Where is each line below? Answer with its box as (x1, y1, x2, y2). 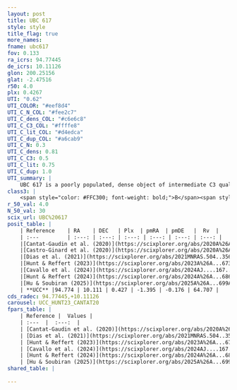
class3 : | (7, 188, 37, 195)
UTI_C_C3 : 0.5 (7, 155, 49, 162)
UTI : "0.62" (7, 96, 42, 103)
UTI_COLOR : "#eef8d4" (7, 102, 71, 110)
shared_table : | (7, 365, 55, 372)
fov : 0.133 (7, 50, 39, 57)
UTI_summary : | (7, 175, 52, 182)
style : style (7, 23, 46, 30)
